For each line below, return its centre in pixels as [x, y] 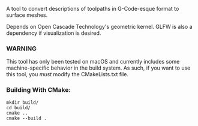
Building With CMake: [38, 90]
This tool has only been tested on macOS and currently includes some [93, 62]
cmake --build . [26, 118]
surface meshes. [27, 15]
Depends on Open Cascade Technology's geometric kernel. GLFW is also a [99, 27]
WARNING [22, 49]
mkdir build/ [22, 102]
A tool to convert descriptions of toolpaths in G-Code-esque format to [93, 9]
